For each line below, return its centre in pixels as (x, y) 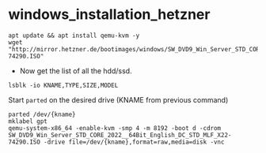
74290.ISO (25, 142)
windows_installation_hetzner (109, 15)
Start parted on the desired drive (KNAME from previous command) (118, 99)
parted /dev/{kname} (42, 114)
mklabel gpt (28, 121)
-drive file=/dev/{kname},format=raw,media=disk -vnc (134, 142)
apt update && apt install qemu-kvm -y (74, 35)
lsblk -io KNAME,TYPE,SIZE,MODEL (63, 85)
